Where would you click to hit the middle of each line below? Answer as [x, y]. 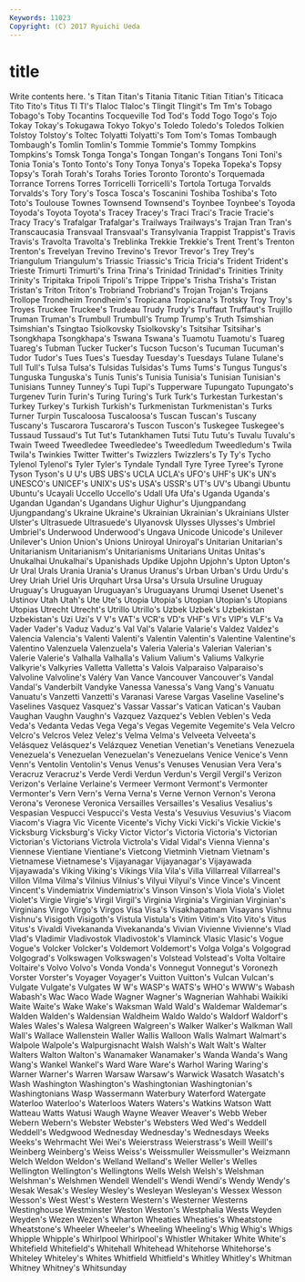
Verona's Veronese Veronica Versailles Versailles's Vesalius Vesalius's [141, 804]
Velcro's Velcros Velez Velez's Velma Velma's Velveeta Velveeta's [133, 735]
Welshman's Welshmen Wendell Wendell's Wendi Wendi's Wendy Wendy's [150, 1181]
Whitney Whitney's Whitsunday [68, 1268]
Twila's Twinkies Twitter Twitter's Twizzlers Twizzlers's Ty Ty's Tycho [140, 455]
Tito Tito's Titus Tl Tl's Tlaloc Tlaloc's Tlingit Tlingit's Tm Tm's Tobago [141, 107]
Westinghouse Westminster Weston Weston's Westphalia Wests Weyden [146, 1210]
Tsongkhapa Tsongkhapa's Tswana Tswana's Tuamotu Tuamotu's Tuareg [147, 339]
